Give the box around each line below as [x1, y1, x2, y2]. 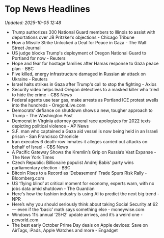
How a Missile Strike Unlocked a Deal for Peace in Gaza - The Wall [11, 39, 147, 45]
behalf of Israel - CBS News [11, 144, 68, 150]
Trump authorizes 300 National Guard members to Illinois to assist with [11, 29, 156, 35]
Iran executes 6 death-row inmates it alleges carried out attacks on [11, 138, 148, 144]
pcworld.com [11, 217, 39, 223]
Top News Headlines [4, 3, 90, 15]
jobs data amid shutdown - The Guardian [11, 185, 95, 191]
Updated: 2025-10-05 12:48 [4, 20, 61, 26]
